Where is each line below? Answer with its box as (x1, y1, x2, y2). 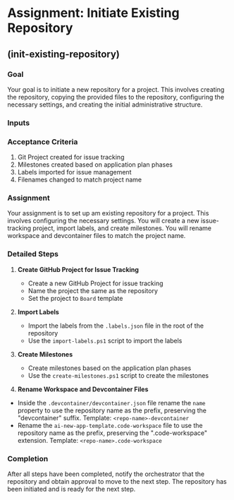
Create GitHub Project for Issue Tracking (17, 265, 140, 273)
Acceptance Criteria (7, 136, 78, 146)
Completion (7, 453, 49, 463)
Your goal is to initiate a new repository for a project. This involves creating (7, 85, 225, 93)
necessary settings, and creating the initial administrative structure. (7, 100, 203, 109)
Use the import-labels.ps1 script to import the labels (27, 336, 183, 345)
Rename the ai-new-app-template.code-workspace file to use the (17, 421, 203, 429)
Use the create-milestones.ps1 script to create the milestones (27, 371, 209, 379)
